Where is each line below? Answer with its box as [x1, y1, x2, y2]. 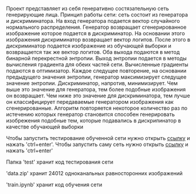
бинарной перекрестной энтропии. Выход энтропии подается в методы [6, 55, 187, 62]
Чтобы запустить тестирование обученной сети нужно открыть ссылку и [6, 135, 190, 141]
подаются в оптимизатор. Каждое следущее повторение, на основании [6, 67, 187, 74]
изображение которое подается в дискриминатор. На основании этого [6, 30, 185, 37]
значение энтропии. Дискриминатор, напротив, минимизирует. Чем [6, 80, 178, 87]
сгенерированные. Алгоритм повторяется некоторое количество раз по [6, 105, 188, 111]
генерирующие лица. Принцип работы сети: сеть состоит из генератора [6, 11, 188, 18]
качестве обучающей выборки [6, 123, 84, 130]
